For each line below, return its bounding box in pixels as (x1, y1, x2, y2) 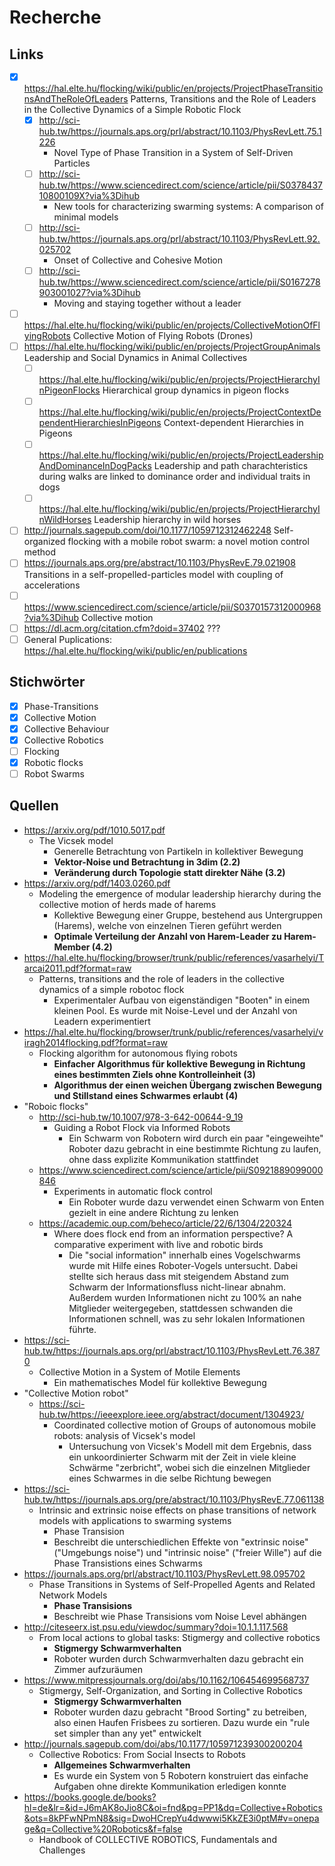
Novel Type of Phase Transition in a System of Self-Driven (53, 146, 294, 158)
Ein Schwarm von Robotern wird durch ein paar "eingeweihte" (68, 1132, 324, 1144)
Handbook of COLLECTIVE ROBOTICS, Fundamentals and (38, 1833, 277, 1845)
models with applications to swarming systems (38, 1514, 232, 1526)
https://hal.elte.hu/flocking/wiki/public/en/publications (23, 644, 248, 656)
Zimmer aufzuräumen (53, 1663, 143, 1675)
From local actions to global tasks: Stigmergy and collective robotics (38, 1631, 321, 1643)
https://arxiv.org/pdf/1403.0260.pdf (23, 877, 171, 889)
